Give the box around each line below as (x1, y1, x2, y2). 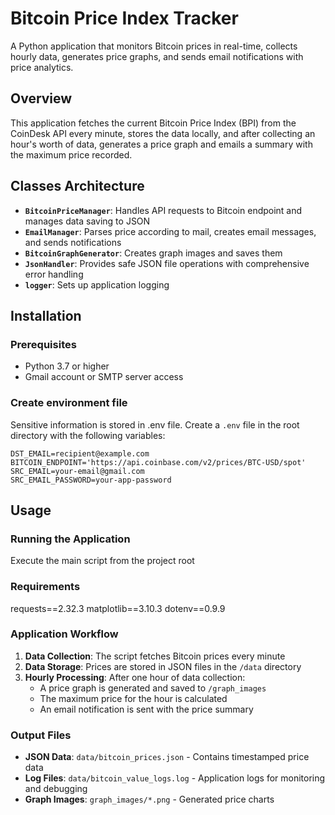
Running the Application (10, 532, 131, 546)
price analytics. (10, 61, 74, 73)
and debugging (24, 783, 88, 795)
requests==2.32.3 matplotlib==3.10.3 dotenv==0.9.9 (10, 602, 226, 614)
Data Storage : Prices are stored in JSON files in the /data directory (24, 660, 302, 672)
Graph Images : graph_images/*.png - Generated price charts (24, 793, 275, 806)
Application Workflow (10, 627, 119, 641)
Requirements (10, 580, 81, 594)
